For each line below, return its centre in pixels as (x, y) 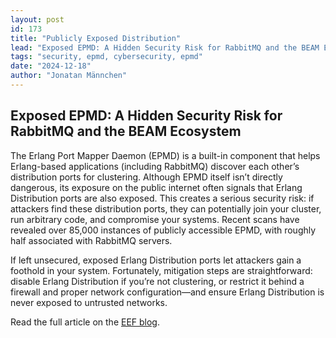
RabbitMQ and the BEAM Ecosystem (126, 131)
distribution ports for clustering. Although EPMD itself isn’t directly (146, 177)
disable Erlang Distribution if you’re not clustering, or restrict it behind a (157, 281)
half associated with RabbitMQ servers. (91, 240)
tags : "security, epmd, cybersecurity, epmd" (106, 57)
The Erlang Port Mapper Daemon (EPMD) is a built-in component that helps (165, 155)
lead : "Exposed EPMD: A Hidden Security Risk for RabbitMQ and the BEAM (165, 47)
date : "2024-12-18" (51, 66)
